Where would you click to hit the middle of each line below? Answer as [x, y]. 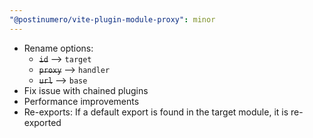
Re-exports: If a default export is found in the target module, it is [156, 112]
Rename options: [58, 48]
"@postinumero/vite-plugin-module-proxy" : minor [112, 19]
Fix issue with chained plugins [86, 90]
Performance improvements [81, 101]
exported [42, 122]
